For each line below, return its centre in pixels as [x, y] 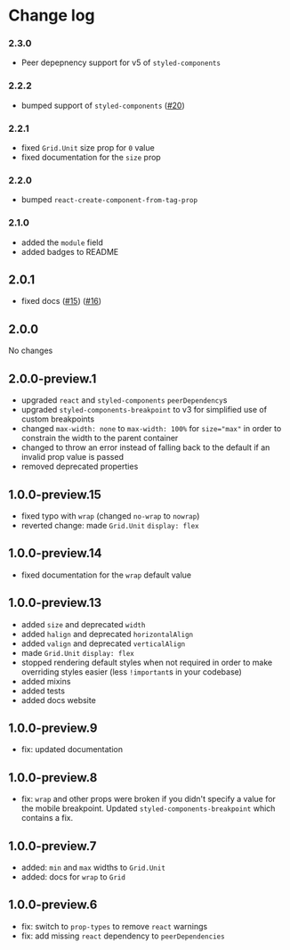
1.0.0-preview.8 [53, 778]
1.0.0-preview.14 [55, 553]
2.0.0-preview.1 [52, 378]
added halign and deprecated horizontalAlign [107, 634]
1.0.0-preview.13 [55, 603]
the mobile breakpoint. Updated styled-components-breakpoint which [148, 808]
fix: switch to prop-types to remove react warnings [114, 926]
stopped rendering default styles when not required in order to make [147, 662]
